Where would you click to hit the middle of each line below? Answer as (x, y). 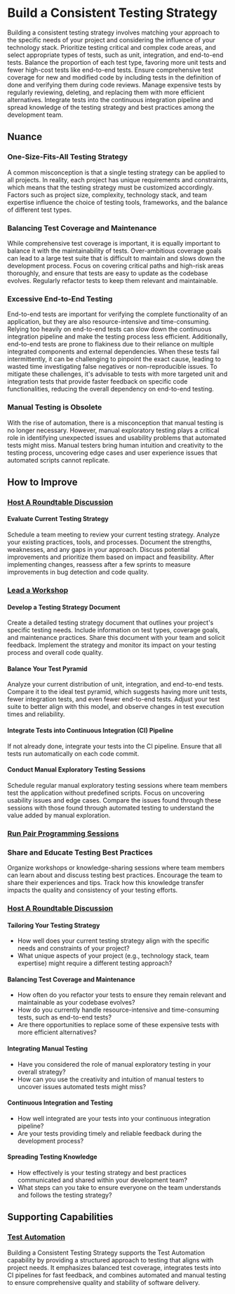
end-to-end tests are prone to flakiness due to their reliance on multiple (110, 344)
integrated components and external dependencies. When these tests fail (113, 352)
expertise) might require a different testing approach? (95, 963)
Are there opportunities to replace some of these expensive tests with (118, 1025)
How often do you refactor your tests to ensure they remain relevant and (122, 995)
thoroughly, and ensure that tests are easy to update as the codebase (108, 273)
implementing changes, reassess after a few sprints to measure (99, 565)
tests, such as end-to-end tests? (65, 1017)
